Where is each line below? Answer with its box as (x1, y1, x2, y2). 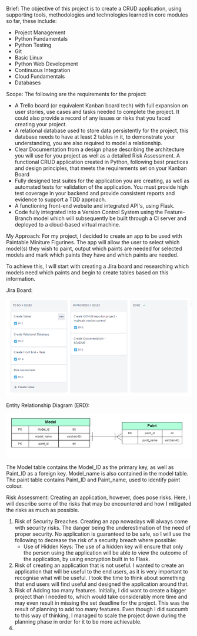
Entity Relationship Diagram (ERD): (6, 402, 90, 409)
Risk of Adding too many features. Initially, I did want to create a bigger (14, 586, 186, 594)
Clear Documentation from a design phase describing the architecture (14, 146, 185, 153)
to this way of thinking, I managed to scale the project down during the (14, 612, 186, 619)
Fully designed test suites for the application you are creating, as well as (14, 177, 190, 184)
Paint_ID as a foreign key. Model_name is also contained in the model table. (6, 470, 189, 477)
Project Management (14, 29, 66, 36)
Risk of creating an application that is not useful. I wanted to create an (14, 562, 184, 569)
